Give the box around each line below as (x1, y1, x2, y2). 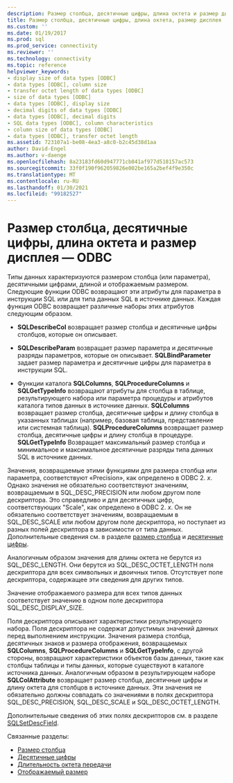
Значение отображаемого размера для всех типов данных (7, 589, 182, 597)
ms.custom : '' (7, 23, 49, 30)
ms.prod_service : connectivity (7, 42, 98, 49)
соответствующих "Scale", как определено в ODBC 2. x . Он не (7, 503, 192, 511)
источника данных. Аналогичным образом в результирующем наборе (7, 669, 216, 677)
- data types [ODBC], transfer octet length (7, 132, 138, 139)
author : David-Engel (7, 146, 67, 152)
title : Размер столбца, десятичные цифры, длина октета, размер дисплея (7, 17, 222, 24)
